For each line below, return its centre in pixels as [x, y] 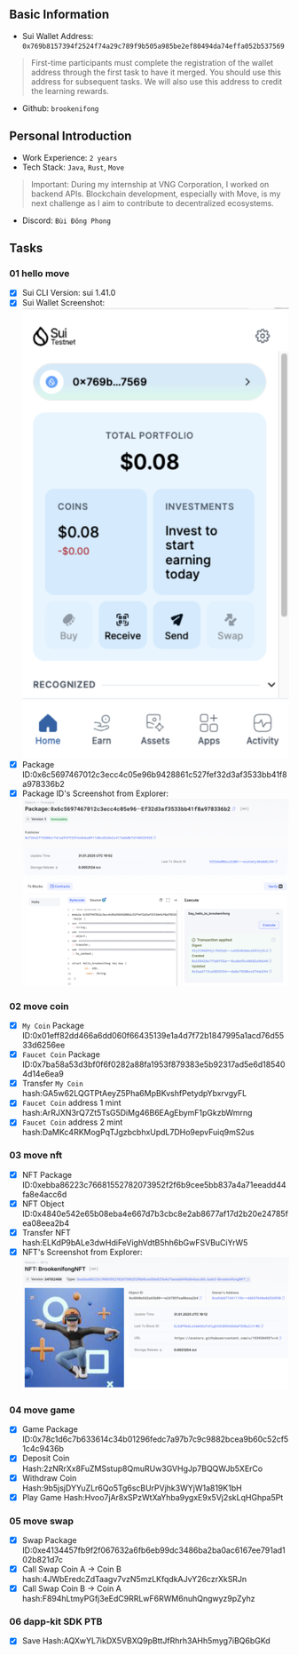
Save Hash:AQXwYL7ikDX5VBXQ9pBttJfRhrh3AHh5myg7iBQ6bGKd [146, 1641]
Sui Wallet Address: [58, 36]
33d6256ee [43, 1045]
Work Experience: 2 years [70, 157]
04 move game [42, 1410]
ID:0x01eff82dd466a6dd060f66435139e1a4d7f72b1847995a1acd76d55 [153, 1036]
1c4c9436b [43, 1449]
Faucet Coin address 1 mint [71, 1103]
